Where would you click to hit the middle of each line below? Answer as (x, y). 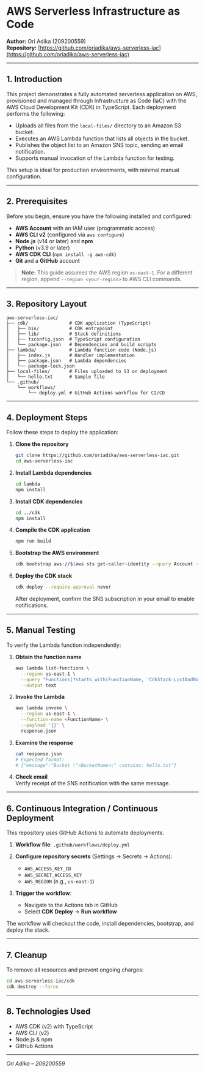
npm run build (33, 541)
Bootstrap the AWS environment (57, 553)
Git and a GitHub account (48, 260)
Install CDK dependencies (49, 501)
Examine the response (44, 742)
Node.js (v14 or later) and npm (54, 241)
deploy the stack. (28, 930)
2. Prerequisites (37, 201)
